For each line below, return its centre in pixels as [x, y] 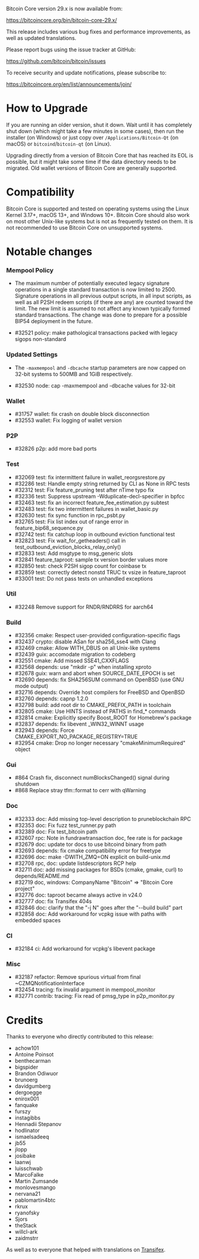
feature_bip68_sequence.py [49, 528]
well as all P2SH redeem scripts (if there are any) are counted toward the [104, 302]
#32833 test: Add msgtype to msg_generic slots [74, 553]
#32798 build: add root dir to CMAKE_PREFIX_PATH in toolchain [93, 705]
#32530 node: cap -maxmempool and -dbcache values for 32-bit [95, 385]
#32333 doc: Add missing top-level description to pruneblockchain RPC [103, 818]
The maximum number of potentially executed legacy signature [92, 283]
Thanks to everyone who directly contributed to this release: [80, 1037]
